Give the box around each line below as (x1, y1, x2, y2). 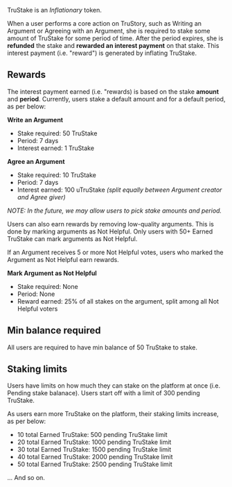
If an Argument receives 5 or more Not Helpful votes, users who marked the (7, 248, 224, 256)
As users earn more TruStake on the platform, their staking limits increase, (7, 410, 220, 418)
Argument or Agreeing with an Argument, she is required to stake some (7, 27, 211, 35)
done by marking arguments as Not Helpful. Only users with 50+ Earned (7, 227, 213, 236)
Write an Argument (7, 115, 64, 124)
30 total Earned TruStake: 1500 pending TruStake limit (17, 445, 172, 454)
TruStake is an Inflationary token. (7, 6, 102, 14)
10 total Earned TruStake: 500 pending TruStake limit (17, 431, 168, 439)
